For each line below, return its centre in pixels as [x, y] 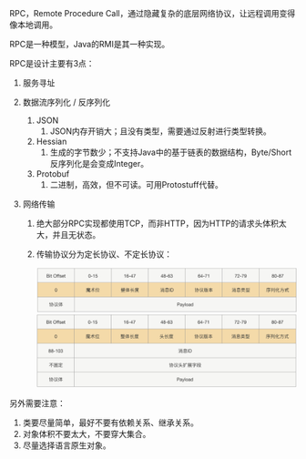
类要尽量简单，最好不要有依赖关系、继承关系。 [110, 423]
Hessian [51, 141]
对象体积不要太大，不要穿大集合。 [87, 434]
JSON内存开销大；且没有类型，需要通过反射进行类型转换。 [160, 131]
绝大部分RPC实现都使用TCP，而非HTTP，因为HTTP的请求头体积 [158, 223]
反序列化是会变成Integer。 [99, 163]
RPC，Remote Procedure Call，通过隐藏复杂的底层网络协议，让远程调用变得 [153, 13]
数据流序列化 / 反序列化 [66, 102]
